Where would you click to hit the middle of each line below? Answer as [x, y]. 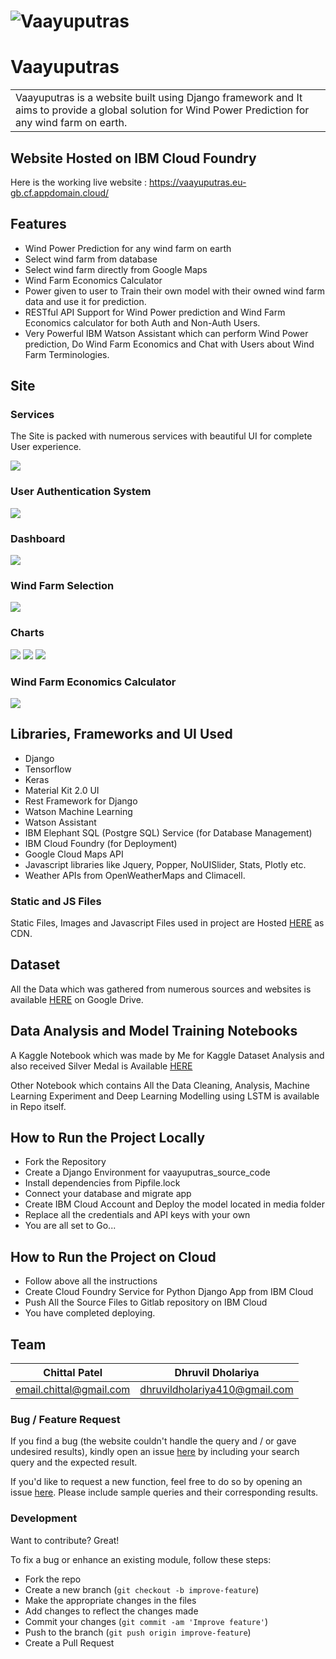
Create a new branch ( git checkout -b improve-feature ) [142, 1589]
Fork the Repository [65, 1162]
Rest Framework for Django [81, 801]
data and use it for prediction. [85, 301]
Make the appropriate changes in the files [110, 1600]
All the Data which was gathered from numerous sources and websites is [161, 989]
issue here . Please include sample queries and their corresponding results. [164, 1492]
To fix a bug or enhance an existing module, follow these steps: [141, 1559]
